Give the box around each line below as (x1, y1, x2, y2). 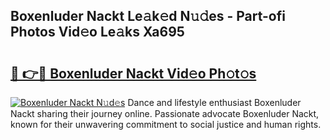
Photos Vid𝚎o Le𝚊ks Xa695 (10, 24, 185, 41)
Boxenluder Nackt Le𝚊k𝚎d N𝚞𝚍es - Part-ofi (10, 8, 286, 25)
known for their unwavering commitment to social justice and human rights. (10, 119, 322, 130)
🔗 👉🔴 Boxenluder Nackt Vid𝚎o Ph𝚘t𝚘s (10, 65, 257, 82)
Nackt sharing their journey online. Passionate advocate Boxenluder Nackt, (10, 108, 320, 119)
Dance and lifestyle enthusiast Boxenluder (127, 97, 302, 108)
